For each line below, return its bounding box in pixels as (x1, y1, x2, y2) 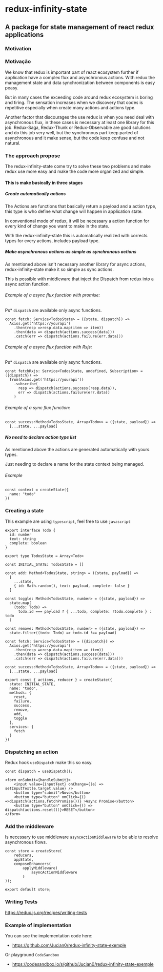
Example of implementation (5, 922, 72, 929)
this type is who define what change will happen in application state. (5, 208, 143, 214)
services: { (9, 724, 34, 729)
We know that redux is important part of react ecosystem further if (5, 69, 139, 75)
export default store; (5, 887, 51, 892)
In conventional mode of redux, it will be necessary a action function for (5, 218, 150, 224)
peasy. (5, 84, 19, 91)
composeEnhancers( (14, 862, 51, 867)
